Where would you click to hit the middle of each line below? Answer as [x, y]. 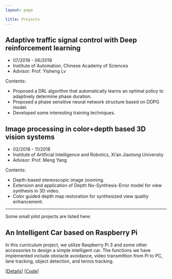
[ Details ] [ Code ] [22, 271]
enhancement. [28, 202]
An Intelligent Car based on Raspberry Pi [71, 233]
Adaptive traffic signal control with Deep [71, 40]
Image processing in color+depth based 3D [76, 129]
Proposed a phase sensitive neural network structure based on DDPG [86, 102]
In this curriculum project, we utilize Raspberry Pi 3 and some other [76, 245]
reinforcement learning [43, 48]
